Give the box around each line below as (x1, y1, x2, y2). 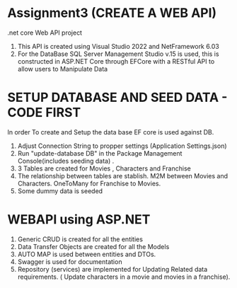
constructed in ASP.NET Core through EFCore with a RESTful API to (17, 57, 215, 65)
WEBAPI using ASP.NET (7, 212, 151, 228)
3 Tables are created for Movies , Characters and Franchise (17, 164, 191, 173)
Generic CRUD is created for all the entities (17, 235, 144, 243)
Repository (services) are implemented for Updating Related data (17, 265, 208, 273)
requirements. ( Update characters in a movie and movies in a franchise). (17, 272, 231, 281)
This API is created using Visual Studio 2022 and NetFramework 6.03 (17, 42, 219, 50)
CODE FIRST (7, 105, 81, 121)
